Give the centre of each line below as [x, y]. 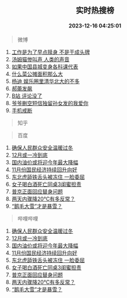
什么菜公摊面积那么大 [37, 74]
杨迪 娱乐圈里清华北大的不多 [45, 81]
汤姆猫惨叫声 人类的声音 [40, 59]
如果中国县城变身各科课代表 [45, 67]
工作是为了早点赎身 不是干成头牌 [51, 52]
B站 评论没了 [27, 96]
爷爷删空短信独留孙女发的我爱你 [50, 103]
